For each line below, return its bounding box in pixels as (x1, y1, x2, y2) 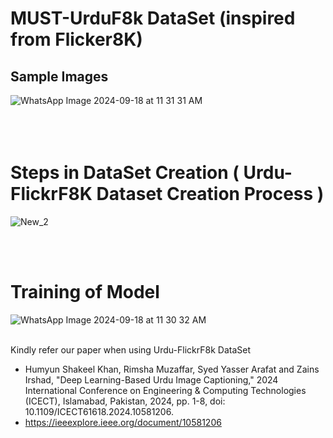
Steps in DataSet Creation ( (10, 162, 240, 184)
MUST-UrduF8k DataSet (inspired (10, 7, 296, 30)
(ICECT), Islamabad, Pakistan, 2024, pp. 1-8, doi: (24, 395, 226, 407)
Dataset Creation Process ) (96, 183, 325, 206)
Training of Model (10, 281, 160, 304)
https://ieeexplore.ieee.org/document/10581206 (24, 416, 222, 428)
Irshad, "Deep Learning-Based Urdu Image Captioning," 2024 (24, 373, 279, 386)
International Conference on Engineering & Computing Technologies (24, 384, 307, 396)
